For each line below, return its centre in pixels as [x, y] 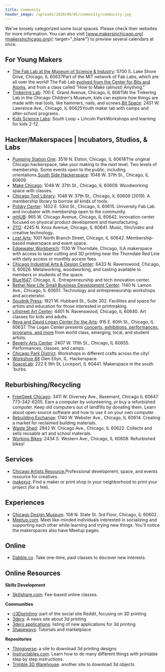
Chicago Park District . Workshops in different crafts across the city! [81, 353]
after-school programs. [36, 114]
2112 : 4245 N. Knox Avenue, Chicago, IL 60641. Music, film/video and [83, 227]
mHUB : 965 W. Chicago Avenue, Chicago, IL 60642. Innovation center [83, 217]
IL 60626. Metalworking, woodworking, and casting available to [77, 269]
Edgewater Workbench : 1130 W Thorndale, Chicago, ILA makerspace [82, 249]
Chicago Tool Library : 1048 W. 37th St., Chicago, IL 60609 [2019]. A [81, 196]
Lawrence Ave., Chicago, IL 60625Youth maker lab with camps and [80, 108]
